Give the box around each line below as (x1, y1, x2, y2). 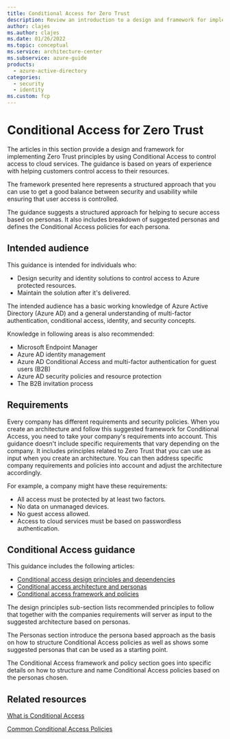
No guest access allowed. (16, 509, 90, 518)
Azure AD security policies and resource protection (16, 372, 162, 380)
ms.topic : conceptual (7, 42, 69, 49)
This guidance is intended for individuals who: (7, 261, 137, 269)
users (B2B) (16, 365, 51, 373)
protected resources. (16, 281, 77, 289)
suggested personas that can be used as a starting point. (7, 646, 168, 654)
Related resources (7, 693, 87, 705)
